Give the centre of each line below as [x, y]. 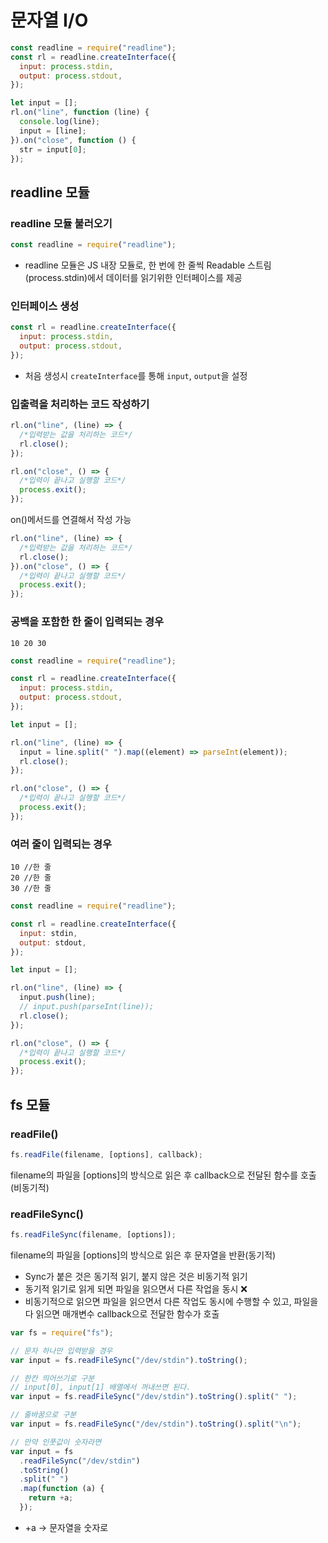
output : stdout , [53, 942]
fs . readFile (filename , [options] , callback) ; [106, 1154]
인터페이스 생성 [45, 306]
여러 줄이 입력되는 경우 [61, 844]
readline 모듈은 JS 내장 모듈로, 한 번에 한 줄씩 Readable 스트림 [148, 265]
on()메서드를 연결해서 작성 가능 [71, 520]
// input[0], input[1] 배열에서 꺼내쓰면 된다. [101, 1387]
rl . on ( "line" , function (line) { [80, 112]
